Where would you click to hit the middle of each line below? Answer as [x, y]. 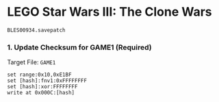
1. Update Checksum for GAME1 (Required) [79, 47]
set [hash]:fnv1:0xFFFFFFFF [47, 81]
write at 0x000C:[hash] [41, 93]
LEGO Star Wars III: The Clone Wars [109, 12]
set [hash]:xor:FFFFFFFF [42, 87]
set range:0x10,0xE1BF [39, 75]
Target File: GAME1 [31, 62]
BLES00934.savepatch [37, 30]
